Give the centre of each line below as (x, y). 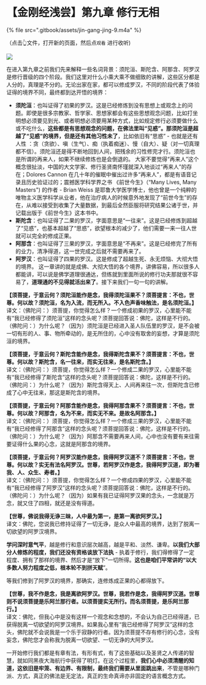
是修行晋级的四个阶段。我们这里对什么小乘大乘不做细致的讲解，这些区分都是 (103, 77)
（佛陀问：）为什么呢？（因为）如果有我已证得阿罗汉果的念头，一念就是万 (100, 495)
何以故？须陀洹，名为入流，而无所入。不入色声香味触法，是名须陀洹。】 (107, 302)
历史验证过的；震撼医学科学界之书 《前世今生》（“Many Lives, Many (112, 182)
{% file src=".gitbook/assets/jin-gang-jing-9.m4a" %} (74, 30)
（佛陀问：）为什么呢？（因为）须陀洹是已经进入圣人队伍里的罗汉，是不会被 (103, 326)
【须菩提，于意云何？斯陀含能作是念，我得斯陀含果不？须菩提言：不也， (97, 354)
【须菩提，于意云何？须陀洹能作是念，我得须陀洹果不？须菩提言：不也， (97, 295)
